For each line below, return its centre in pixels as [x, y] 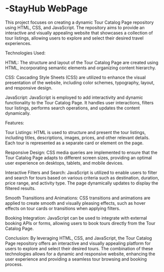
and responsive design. [29, 88]
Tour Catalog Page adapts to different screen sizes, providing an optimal [79, 158]
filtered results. [20, 188]
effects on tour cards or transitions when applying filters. [63, 208]
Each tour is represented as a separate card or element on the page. [74, 143]
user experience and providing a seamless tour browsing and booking [76, 259]
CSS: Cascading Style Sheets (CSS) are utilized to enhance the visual [76, 77]
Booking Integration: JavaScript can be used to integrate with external [76, 218]
